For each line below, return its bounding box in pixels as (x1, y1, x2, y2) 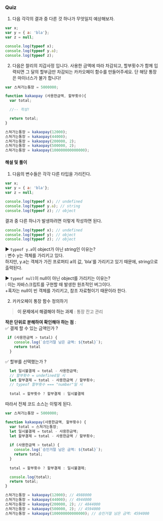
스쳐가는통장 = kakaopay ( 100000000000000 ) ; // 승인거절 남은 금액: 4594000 (5, 511, 150, 516)
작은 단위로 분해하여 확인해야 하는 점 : (5, 319, 76, 325)
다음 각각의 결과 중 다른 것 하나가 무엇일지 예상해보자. (12, 16, 115, 22)
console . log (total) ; (9, 475, 52, 480)
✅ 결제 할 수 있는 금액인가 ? (5, 325, 58, 331)
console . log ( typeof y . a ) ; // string (5, 203, 80, 208)
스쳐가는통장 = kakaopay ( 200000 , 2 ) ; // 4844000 (5, 502, 101, 507)
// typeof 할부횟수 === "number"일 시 (9, 382, 83, 387)
